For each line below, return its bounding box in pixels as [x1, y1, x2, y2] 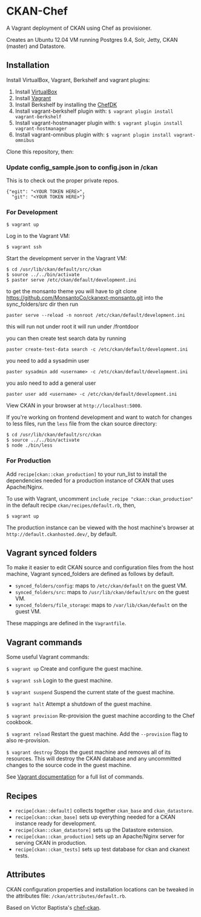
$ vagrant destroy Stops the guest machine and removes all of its [6, 748, 171, 756]
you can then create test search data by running [6, 335, 127, 342]
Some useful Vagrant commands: [6, 654, 90, 661]
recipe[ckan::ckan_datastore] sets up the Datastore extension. [15, 827, 174, 834]
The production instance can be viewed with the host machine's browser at [6, 524, 194, 531]
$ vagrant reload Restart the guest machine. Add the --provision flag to [6, 730, 188, 738]
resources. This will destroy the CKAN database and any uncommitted [6, 755, 182, 762]
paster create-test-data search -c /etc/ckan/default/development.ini [6, 347, 188, 353]
